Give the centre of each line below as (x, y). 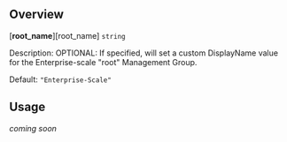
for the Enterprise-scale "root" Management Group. (103, 62)
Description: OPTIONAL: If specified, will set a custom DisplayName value (144, 53)
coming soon (33, 128)
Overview (37, 15)
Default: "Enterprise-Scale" (61, 79)
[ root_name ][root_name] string (67, 35)
